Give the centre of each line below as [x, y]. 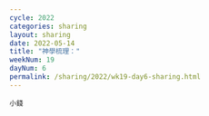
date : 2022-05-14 [42, 43]
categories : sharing [49, 26]
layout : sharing [40, 34]
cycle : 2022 [32, 18]
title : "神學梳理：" [45, 52]
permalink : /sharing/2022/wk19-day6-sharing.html [105, 77]
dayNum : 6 [28, 69]
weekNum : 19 [32, 60]
